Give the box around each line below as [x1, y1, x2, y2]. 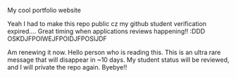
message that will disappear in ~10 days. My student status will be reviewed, [7, 56, 230, 64]
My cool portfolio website [7, 6, 81, 14]
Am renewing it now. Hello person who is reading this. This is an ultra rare [7, 48, 221, 56]
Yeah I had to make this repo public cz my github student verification [7, 20, 206, 27]
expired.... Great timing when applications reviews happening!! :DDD [7, 27, 206, 35]
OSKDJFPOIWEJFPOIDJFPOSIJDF [7, 34, 107, 43]
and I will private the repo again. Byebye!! [7, 63, 128, 71]
